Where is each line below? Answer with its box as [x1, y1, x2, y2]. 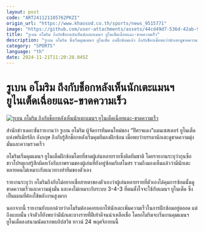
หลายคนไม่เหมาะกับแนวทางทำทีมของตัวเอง [6, 166, 92, 174]
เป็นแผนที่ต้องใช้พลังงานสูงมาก [6, 192, 67, 199]
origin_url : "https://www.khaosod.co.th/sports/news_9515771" [6, 20, 167, 26]
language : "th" [6, 49, 45, 55]
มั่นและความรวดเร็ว [6, 140, 45, 147]
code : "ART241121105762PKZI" [6, 15, 80, 21]
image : [6, 26, 23, 32]
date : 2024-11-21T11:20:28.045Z [6, 54, 88, 60]
